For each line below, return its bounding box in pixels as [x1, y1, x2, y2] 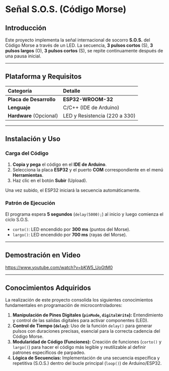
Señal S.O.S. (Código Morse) [5, 4, 127, 15]
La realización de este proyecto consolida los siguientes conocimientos [5, 297, 153, 303]
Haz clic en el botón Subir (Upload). [12, 177, 88, 183]
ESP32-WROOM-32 [62, 96, 113, 103]
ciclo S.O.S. [5, 216, 29, 222]
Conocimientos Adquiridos [5, 284, 92, 292]
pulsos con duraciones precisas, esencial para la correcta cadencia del [12, 328, 160, 334]
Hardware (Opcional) [8, 112, 58, 119]
